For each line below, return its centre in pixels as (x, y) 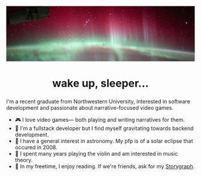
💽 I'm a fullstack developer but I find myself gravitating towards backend (104, 128)
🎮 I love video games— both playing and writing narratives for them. (100, 119)
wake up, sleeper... (100, 83)
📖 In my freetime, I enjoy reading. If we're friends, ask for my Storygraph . (105, 166)
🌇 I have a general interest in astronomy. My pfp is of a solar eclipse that (104, 141)
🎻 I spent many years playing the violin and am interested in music (96, 153)
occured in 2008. (36, 147)
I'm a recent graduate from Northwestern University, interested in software (98, 101)
